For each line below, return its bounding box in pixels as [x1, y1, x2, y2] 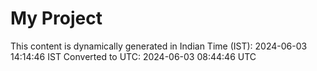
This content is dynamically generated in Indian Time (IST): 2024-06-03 [10, 40, 308, 52]
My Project [10, 7, 103, 30]
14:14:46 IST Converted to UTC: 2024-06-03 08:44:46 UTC [10, 50, 257, 62]
